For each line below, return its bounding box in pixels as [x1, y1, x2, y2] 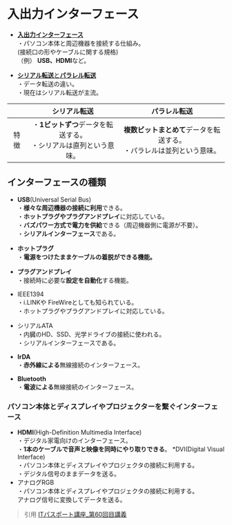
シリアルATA [17, 321, 53, 330]
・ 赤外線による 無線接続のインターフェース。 [17, 361, 144, 369]
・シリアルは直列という [31, 140, 108, 150]
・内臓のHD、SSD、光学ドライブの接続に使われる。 [17, 330, 166, 338]
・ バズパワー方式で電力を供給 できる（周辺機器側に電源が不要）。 [17, 220, 202, 229]
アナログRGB [17, 478, 55, 487]
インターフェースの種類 [7, 177, 106, 189]
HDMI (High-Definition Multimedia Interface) [17, 428, 142, 437]
